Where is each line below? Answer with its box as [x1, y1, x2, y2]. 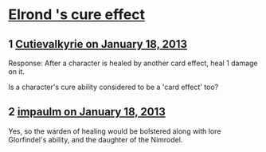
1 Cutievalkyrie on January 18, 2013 [8, 37, 188, 51]
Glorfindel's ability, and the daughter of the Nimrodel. [8, 134, 183, 144]
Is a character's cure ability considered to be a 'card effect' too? [8, 82, 219, 92]
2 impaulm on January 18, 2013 [8, 105, 166, 119]
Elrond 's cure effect [8, 6, 146, 24]
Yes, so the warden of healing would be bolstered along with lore [8, 126, 221, 136]
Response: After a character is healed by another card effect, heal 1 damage [8, 58, 258, 68]
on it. [8, 67, 25, 76]
